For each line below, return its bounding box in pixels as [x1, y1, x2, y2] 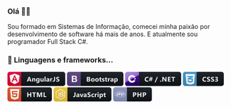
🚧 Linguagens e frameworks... [7, 55, 114, 65]
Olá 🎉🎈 [7, 6, 31, 16]
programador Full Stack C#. [7, 38, 89, 46]
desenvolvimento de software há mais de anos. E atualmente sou [7, 30, 198, 38]
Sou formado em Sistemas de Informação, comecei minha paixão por [7, 23, 210, 31]
